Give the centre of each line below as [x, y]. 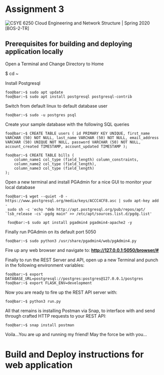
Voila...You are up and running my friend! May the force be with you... [76, 334]
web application [39, 365]
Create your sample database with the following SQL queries [67, 124]
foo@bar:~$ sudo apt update [34, 92]
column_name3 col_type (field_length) [54, 168]
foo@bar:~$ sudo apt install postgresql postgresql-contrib [69, 96]
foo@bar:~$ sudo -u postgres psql [41, 115]
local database [20, 187]
